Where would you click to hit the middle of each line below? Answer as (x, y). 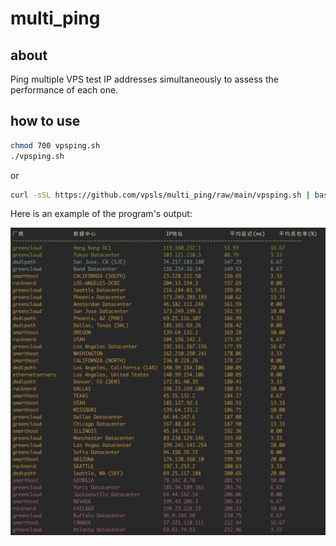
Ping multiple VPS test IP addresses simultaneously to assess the (144, 79)
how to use (45, 121)
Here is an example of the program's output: (101, 214)
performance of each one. (64, 90)
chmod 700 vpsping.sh (55, 145)
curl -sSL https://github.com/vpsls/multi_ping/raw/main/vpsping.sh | (160, 195)
